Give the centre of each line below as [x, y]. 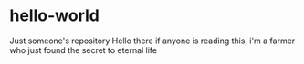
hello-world [55, 16]
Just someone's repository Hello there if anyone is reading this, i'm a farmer [152, 41]
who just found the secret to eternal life [84, 50]
